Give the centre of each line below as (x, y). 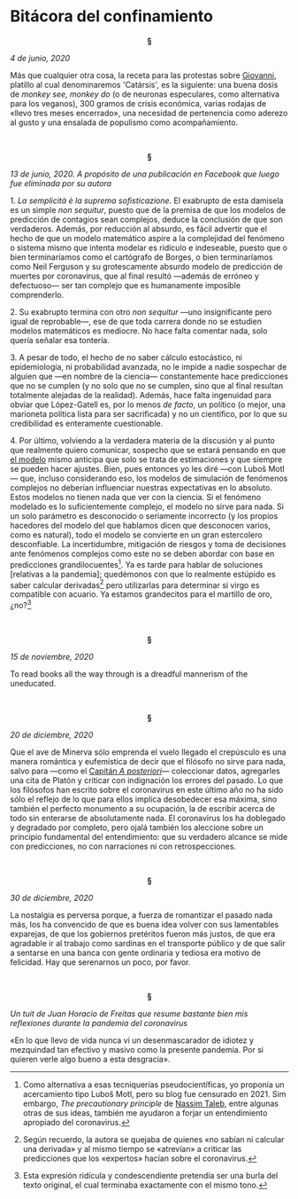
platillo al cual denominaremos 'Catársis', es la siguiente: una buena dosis (144, 84)
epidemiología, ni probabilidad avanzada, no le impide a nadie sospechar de (149, 366)
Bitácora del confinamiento (111, 16)
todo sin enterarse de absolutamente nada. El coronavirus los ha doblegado (148, 818)
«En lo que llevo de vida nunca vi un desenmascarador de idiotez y (132, 1040)
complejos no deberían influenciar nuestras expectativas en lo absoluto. (141, 487)
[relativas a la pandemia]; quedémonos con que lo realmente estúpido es (143, 574)
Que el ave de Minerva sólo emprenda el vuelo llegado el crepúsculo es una (148, 752)
